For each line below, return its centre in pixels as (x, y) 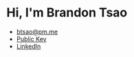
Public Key (31, 38)
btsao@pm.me (37, 32)
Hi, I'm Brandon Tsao (67, 13)
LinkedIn (29, 46)
